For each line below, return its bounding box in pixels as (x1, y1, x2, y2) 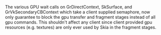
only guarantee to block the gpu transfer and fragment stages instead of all (5, 14, 156, 20)
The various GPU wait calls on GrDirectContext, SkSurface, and (5, 4, 132, 10)
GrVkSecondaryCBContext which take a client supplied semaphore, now (5, 9, 150, 15)
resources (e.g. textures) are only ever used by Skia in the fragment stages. (5, 24, 157, 30)
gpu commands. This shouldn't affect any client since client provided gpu (5, 19, 152, 25)
